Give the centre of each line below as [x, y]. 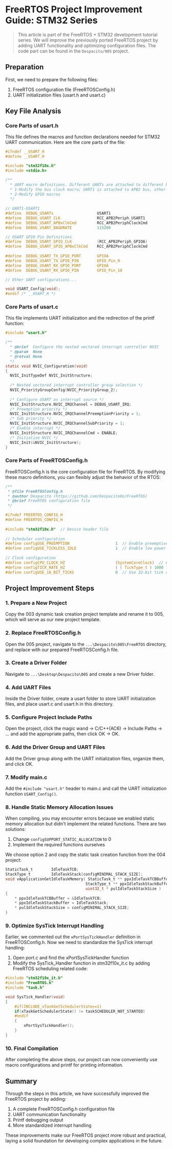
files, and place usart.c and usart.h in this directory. [60, 704]
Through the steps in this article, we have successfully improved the [77, 1094]
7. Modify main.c [26, 777]
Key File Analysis [33, 111]
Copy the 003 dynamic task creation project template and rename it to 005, [85, 614]
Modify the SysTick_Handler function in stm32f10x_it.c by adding [81, 963]
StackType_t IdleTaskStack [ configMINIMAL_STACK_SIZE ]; [74, 875]
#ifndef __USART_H [25, 152]
